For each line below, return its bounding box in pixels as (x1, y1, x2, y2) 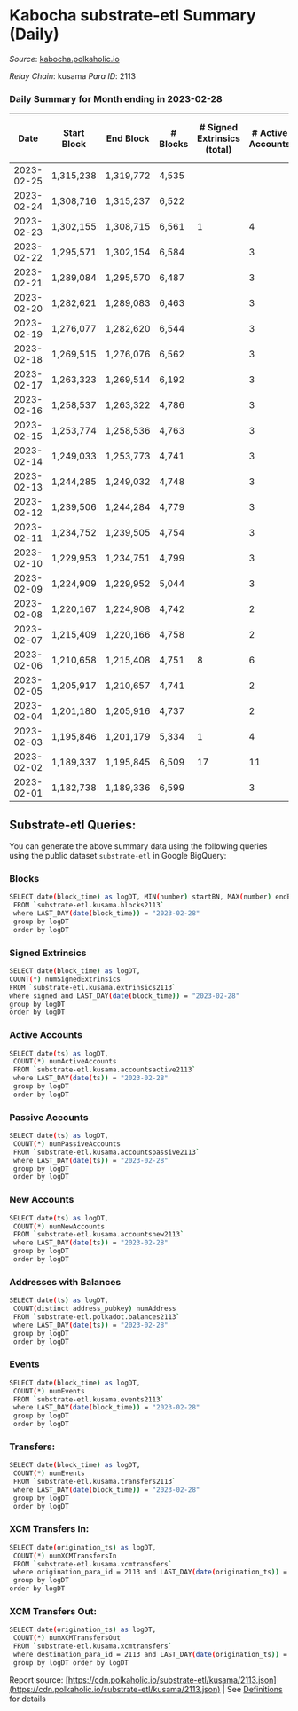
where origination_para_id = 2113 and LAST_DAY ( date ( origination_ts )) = (12, 1567, 288, 1577)
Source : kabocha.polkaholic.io (9, 53, 120, 64)
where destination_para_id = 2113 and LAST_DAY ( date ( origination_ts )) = (12, 1651, 288, 1660)
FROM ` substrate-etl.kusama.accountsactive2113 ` (12, 1065, 197, 1074)
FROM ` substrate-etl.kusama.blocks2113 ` (12, 901, 165, 910)
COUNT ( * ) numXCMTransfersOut (12, 1634, 122, 1643)
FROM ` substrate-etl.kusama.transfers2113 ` (12, 1478, 176, 1487)
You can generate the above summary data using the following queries (9, 841, 268, 852)
